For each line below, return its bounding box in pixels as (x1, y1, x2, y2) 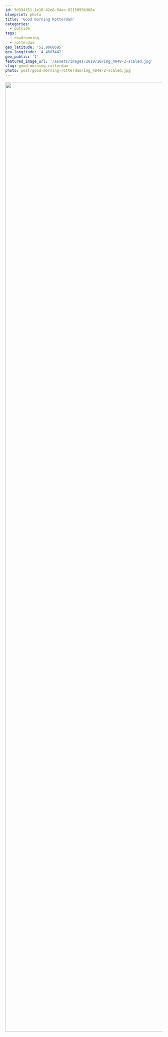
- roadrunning (9, 36, 39, 41)
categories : (5, 21, 30, 27)
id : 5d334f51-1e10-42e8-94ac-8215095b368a (5, 7, 95, 13)
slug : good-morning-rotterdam (5, 63, 68, 68)
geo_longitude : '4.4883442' (5, 49, 64, 54)
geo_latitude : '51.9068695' (5, 45, 64, 50)
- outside (9, 26, 30, 31)
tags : (5, 31, 16, 36)
